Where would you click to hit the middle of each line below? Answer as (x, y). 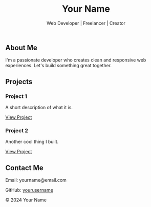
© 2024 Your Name (26, 200)
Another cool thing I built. (32, 142)
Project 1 (16, 96)
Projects (19, 82)
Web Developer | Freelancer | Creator (86, 23)
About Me (21, 47)
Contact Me (24, 168)
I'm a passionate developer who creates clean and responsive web (76, 60)
